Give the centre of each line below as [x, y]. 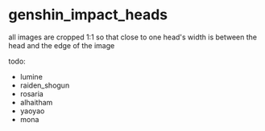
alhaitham [36, 102]
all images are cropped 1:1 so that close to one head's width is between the [133, 37]
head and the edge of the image [62, 45]
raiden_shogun [45, 85]
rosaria [32, 93]
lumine [31, 76]
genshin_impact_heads [88, 15]
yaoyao [32, 111]
